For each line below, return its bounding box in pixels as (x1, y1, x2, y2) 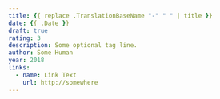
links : (8, 64, 30, 72)
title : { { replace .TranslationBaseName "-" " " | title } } (8, 11, 214, 20)
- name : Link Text (15, 71, 78, 79)
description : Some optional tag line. (8, 42, 138, 49)
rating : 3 (8, 34, 42, 42)
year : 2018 (8, 57, 45, 65)
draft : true (8, 26, 48, 34)
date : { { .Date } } (8, 19, 70, 27)
